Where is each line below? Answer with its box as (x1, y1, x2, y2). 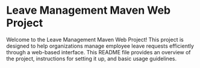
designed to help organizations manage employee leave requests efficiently (6, 42, 195, 50)
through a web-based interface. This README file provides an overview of (6, 48, 191, 55)
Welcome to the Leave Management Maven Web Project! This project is (6, 36, 184, 43)
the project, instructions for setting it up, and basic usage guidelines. (6, 55, 177, 62)
